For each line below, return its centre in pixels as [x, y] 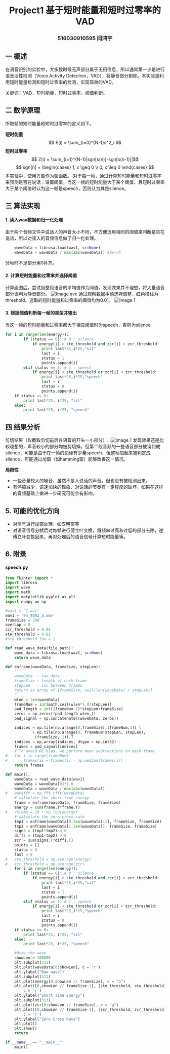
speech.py [17, 567]
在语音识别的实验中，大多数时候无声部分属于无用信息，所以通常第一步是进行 [85, 69]
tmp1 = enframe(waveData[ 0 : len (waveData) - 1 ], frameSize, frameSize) [88, 822]
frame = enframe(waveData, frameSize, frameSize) [68, 803]
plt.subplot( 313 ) [33, 1000]
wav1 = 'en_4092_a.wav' [30, 615]
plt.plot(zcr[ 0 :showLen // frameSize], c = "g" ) [67, 1005]
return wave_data [33, 657]
